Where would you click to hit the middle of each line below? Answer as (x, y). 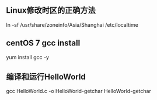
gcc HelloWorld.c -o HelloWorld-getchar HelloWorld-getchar (79, 91)
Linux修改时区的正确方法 (51, 10)
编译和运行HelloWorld (46, 77)
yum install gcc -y (28, 57)
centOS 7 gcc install (43, 43)
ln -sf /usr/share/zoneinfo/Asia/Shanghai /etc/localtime (72, 24)
